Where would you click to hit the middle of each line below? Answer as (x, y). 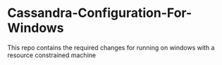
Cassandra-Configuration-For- (100, 13)
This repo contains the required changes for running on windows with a (111, 47)
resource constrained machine (52, 55)
